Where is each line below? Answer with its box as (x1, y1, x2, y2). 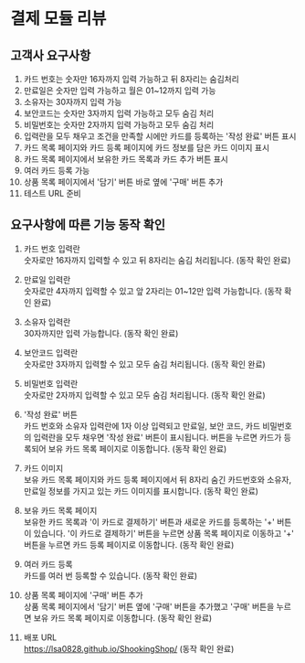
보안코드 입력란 (23, 347, 79, 358)
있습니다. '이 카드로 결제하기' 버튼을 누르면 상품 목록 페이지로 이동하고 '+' (33, 528, 295, 539)
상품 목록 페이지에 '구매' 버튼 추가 (23, 589, 144, 600)
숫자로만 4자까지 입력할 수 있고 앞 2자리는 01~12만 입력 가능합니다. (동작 (23, 285, 282, 296)
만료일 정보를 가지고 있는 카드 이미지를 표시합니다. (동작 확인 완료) (23, 486, 259, 497)
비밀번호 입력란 (23, 378, 79, 389)
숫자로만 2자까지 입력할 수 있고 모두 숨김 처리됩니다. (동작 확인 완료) (23, 390, 266, 401)
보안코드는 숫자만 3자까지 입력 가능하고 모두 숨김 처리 (23, 108, 215, 119)
